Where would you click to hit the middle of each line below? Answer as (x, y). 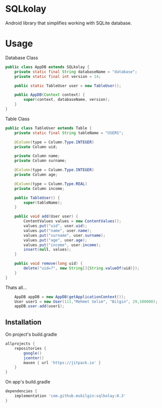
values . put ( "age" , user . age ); (55, 240)
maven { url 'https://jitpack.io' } (62, 363)
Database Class (22, 58)
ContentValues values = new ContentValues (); (73, 221)
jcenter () (34, 358)
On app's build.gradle (28, 382)
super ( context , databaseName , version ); (67, 100)
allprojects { (20, 344)
